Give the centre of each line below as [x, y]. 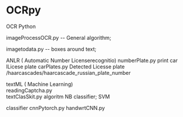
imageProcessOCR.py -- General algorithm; [59, 37]
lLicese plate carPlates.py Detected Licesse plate [65, 66]
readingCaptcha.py [29, 90]
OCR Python [21, 26]
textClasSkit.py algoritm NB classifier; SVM [58, 97]
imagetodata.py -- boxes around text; [51, 49]
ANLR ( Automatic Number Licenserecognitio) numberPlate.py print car [92, 60]
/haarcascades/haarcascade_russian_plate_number [68, 73]
